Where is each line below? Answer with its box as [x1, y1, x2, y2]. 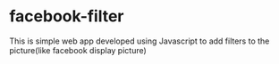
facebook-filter [9, 6, 124, 27]
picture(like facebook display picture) [9, 44, 148, 55]
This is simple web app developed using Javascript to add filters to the [9, 36, 270, 46]
